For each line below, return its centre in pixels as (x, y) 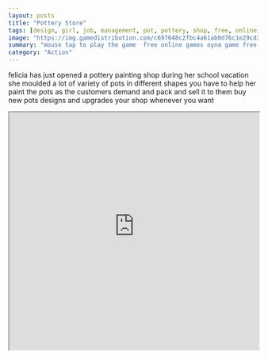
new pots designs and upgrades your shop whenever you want (111, 100)
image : (19, 38)
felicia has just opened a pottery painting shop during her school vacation (129, 75)
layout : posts (32, 15)
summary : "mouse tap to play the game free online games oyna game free (133, 45)
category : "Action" (40, 52)
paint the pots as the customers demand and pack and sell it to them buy (128, 92)
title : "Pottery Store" (48, 23)
